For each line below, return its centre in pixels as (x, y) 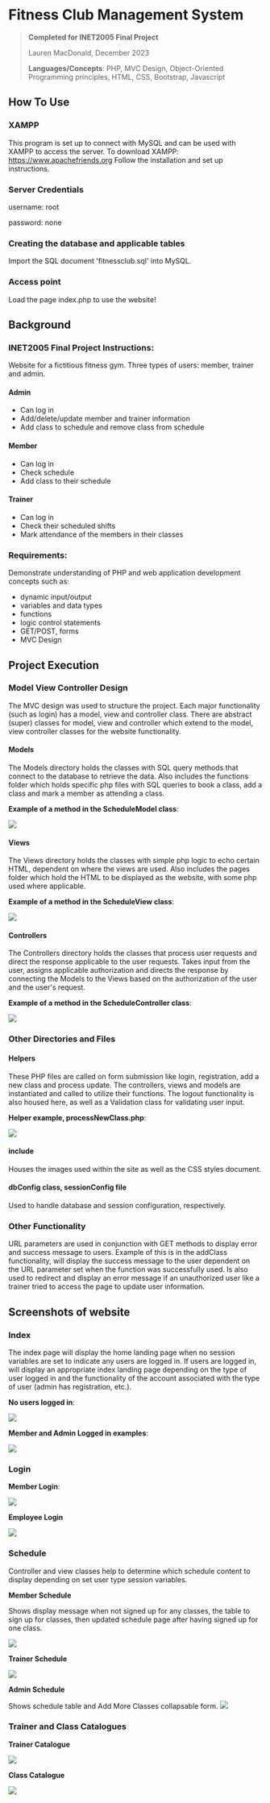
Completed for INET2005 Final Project (93, 37)
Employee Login (36, 1518)
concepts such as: (39, 581)
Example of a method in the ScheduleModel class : (93, 809)
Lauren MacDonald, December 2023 (89, 52)
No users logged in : (42, 1402)
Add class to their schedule (65, 480)
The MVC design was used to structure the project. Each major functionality (134, 705)
